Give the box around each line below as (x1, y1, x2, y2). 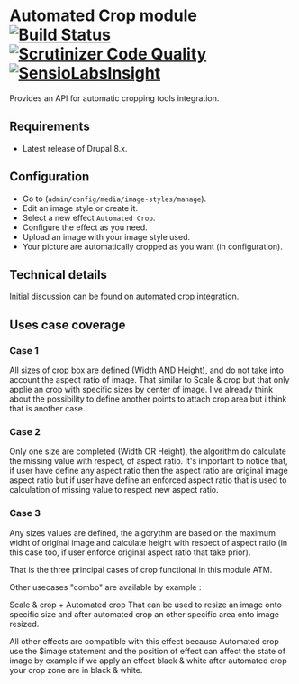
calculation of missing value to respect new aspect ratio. (9, 485, 219, 495)
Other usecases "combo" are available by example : (9, 581, 202, 592)
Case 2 (9, 425, 41, 438)
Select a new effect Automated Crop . (22, 212, 156, 223)
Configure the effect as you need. (22, 222, 149, 233)
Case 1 (9, 344, 39, 356)
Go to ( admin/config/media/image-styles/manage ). (22, 193, 207, 204)
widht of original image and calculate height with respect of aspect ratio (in (9, 537, 288, 548)
